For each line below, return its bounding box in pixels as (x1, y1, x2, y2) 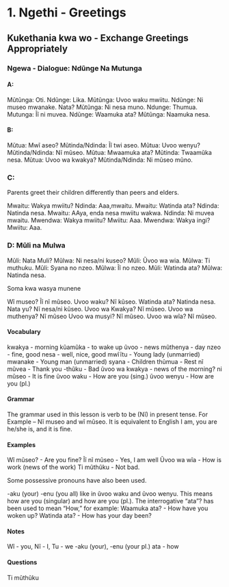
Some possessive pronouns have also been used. (7, 477, 147, 485)
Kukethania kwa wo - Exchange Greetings (7, 32, 189, 44)
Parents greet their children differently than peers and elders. (7, 189, 180, 197)
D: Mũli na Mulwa (7, 241, 66, 250)
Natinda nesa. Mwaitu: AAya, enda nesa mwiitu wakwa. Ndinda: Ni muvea (7, 209, 215, 217)
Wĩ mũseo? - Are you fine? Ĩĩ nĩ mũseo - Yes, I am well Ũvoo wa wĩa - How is (7, 456, 222, 464)
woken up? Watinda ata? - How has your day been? (7, 512, 152, 520)
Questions (7, 558, 38, 566)
